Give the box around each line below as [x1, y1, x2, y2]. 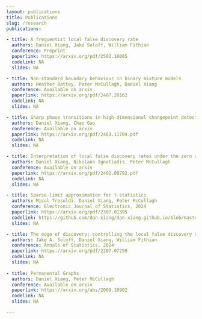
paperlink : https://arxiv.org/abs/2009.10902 [11, 287, 128, 293]
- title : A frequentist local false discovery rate [6, 37, 138, 43]
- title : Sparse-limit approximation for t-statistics [6, 192, 147, 198]
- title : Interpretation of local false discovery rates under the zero [6, 153, 192, 160]
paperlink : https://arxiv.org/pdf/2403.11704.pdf [11, 131, 138, 137]
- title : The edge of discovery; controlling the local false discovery [6, 231, 192, 237]
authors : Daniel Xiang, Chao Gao [11, 120, 96, 126]
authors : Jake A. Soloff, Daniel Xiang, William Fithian [11, 236, 158, 243]
